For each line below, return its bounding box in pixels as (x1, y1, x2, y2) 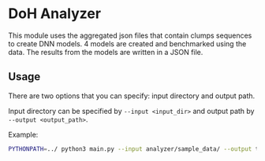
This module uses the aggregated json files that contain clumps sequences (8, 31, 252, 40)
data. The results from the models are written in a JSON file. (8, 47, 203, 57)
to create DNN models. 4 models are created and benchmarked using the (8, 38, 247, 48)
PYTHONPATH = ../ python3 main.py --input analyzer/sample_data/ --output (8, 145, 252, 153)
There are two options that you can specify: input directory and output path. (8, 91, 256, 101)
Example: (8, 130, 39, 139)
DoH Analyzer (8, 5, 101, 23)
